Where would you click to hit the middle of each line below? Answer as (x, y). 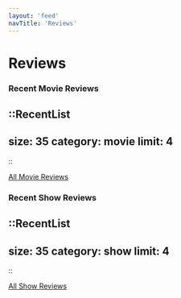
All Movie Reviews (39, 176)
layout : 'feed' (34, 16)
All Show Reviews (37, 286)
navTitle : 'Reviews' (43, 23)
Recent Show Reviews (53, 197)
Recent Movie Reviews (53, 88)
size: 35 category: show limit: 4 (89, 251)
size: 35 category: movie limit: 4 (91, 142)
